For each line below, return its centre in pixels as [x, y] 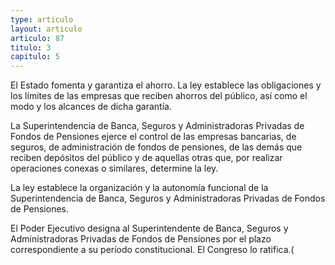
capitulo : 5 [35, 57]
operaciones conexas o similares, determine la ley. [114, 168]
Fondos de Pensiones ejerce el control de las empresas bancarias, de [153, 137]
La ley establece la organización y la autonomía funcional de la [139, 188]
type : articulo [42, 19]
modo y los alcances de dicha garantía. [91, 107]
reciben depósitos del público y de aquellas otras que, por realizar [146, 158]
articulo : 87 [37, 38]
